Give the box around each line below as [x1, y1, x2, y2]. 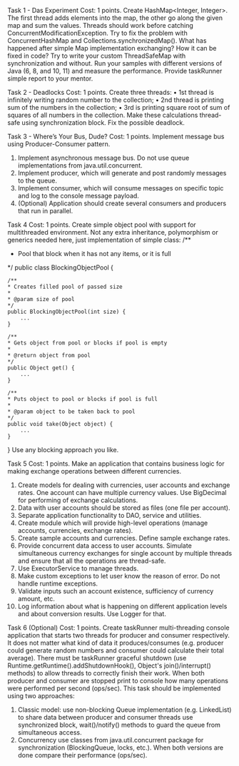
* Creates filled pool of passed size [7, 283, 123, 290]
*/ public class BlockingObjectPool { [7, 263, 114, 272]
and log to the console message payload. [17, 192, 139, 200]
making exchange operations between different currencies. [7, 467, 182, 475]
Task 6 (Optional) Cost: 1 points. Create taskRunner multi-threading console [7, 623, 230, 632]
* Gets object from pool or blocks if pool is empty [7, 339, 168, 347]
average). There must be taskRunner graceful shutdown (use [7, 654, 187, 662]
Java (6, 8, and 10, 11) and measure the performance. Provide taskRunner [7, 67, 223, 75]
